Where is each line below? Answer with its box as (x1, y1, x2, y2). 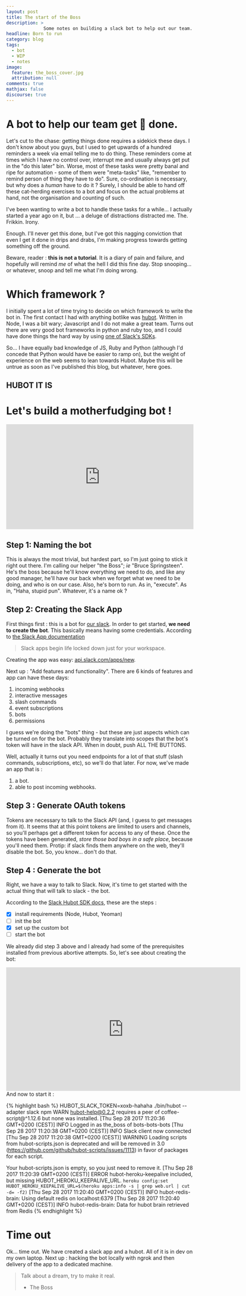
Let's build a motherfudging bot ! (6, 404, 172, 418)
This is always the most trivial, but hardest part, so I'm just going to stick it (6, 556, 188, 563)
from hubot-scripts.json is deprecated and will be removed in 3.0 (6, 1140, 165, 1147)
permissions (14, 717, 45, 724)
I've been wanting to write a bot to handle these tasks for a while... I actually (6, 205, 193, 213)
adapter (6, 1108, 26, 1116)
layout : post (6, 8, 39, 15)
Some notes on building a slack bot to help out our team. (43, 25, 193, 32)
